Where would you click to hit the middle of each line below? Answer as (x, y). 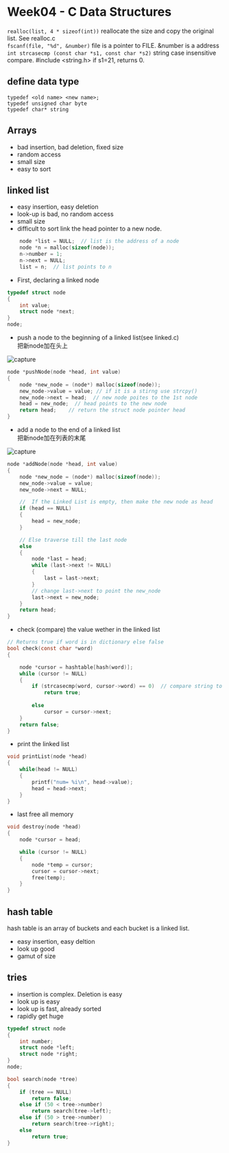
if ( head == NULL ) (46, 508)
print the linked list (43, 744)
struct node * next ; (47, 312)
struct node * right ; (49, 1054)
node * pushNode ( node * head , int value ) (64, 372)
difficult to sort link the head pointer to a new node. (89, 229)
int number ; (36, 1041)
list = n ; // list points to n (65, 267)
